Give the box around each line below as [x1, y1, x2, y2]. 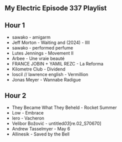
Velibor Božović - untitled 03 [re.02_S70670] [11, 120, 101, 126]
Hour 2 [4, 91, 26, 99]
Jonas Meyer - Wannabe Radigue [11, 77, 81, 83]
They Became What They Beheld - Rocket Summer [11, 104, 117, 110]
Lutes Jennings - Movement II [11, 50, 73, 56]
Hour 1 [4, 21, 25, 29]
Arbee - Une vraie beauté [11, 55, 65, 61]
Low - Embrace [11, 110, 44, 116]
